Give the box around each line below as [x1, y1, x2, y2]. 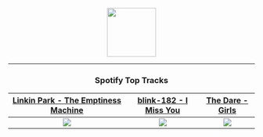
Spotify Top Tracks [95, 74, 168, 85]
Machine [50, 105, 84, 116]
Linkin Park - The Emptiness [12, 95, 122, 106]
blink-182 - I [137, 95, 189, 106]
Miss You [145, 105, 181, 116]
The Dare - [206, 95, 249, 106]
